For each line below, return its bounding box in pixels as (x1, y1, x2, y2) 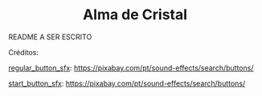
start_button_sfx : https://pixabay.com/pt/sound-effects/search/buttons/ (8, 78, 246, 88)
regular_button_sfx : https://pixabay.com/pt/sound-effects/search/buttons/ (8, 62, 254, 73)
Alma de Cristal (83, 6, 187, 24)
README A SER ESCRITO (8, 32, 92, 42)
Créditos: (8, 47, 39, 57)
